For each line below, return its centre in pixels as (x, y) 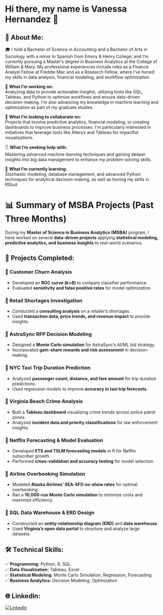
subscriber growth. (31, 456)
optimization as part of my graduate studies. (49, 107)
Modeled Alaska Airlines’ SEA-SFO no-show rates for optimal (75, 485)
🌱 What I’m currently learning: (36, 169)
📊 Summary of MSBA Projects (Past (80, 205)
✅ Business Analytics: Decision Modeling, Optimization (61, 580)
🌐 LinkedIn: (23, 596)
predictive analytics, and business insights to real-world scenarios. (74, 243)
